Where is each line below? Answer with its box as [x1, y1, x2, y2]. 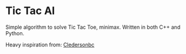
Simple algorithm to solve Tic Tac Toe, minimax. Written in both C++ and [5, 23, 181, 31]
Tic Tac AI [5, 4, 55, 18]
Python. [5, 29, 25, 36]
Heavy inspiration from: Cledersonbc [5, 41, 95, 48]
